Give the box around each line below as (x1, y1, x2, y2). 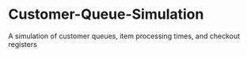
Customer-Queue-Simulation (8, 5, 204, 23)
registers (8, 39, 37, 48)
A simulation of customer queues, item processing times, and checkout (8, 31, 240, 41)
